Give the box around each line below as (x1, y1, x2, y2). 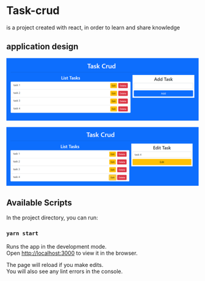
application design (6, 41, 79, 52)
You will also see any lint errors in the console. (6, 268, 123, 275)
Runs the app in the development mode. (6, 243, 107, 250)
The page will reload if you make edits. (6, 261, 104, 268)
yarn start (6, 230, 38, 237)
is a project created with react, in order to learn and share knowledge (6, 24, 181, 31)
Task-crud (6, 4, 60, 18)
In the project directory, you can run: (6, 214, 98, 221)
